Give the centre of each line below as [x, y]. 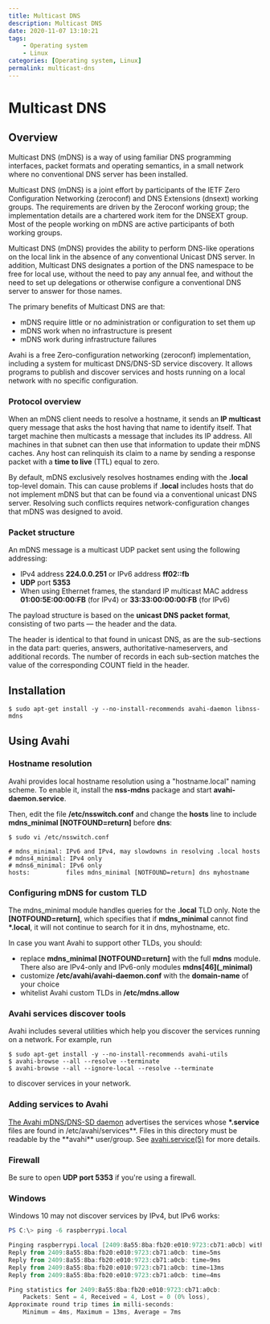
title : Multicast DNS [45, 16]
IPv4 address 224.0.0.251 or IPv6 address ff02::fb [104, 574]
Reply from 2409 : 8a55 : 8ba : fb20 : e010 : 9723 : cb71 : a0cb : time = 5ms [115, 1253]
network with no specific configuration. [74, 380]
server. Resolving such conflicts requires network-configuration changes [129, 503]
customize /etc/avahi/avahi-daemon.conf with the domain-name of [134, 976]
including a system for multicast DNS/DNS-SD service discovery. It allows [131, 363]
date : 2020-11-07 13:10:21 [53, 31]
